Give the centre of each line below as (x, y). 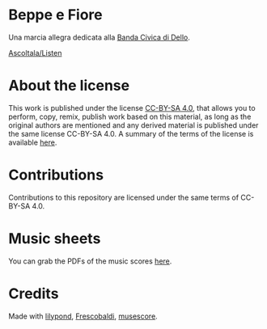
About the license (69, 86)
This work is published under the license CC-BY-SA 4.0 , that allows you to (132, 108)
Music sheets (55, 238)
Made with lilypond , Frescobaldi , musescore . (83, 316)
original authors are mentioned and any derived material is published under (133, 125)
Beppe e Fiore (55, 15)
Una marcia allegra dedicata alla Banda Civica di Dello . (99, 37)
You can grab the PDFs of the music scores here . (90, 261)
